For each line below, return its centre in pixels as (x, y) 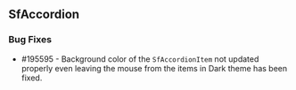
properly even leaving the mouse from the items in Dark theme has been (154, 68)
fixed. (32, 78)
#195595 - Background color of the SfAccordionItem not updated (140, 59)
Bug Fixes (30, 40)
